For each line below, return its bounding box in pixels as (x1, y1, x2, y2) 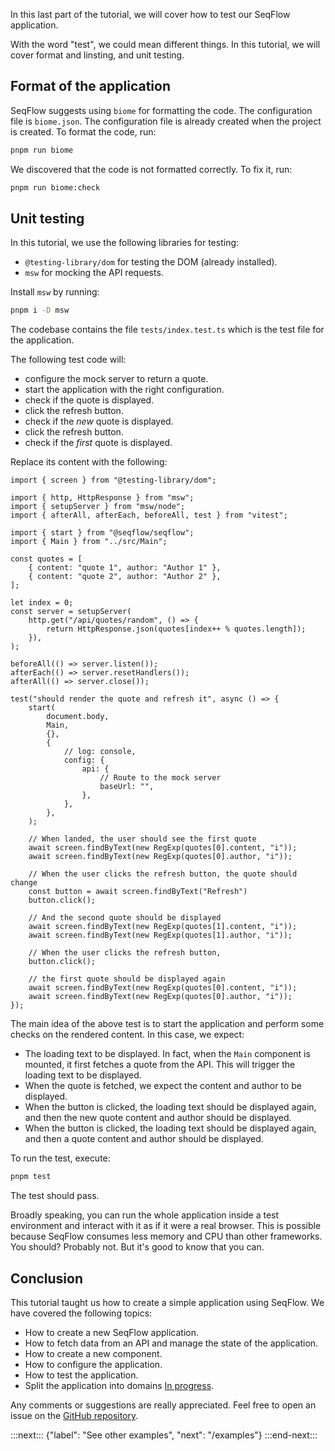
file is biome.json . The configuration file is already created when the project (10, 115, 322, 127)
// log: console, (63, 747, 137, 757)
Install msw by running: (10, 286, 100, 298)
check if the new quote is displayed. (24, 415, 174, 428)
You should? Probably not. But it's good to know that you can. (10, 1241, 265, 1253)
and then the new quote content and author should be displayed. (24, 1112, 292, 1124)
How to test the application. (24, 1369, 139, 1381)
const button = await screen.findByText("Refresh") (28, 887, 248, 897)
